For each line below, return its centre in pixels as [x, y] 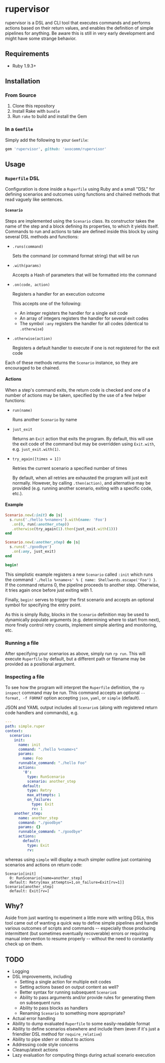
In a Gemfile [19, 129]
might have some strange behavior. [41, 38]
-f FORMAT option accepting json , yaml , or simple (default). [82, 698]
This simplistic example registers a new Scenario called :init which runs [79, 574]
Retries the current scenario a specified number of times [69, 468]
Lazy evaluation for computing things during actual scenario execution [84, 1055]
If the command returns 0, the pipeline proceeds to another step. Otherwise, [82, 585]
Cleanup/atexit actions [35, 1050]
